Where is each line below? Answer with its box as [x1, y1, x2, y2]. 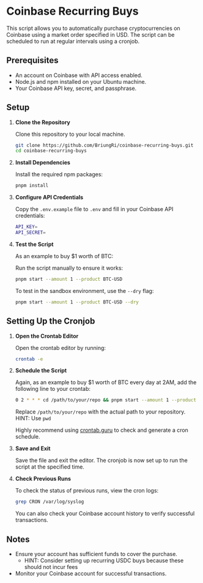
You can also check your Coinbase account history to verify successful [15, 510, 195, 518]
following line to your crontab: [15, 385, 90, 393]
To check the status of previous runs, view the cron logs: [15, 487, 159, 494]
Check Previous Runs [15, 475, 72, 483]
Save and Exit [15, 445, 51, 452]
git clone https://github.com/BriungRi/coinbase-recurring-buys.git [15, 142, 194, 148]
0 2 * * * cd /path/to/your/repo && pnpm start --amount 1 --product [15, 397, 197, 403]
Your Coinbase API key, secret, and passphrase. [15, 84, 137, 92]
